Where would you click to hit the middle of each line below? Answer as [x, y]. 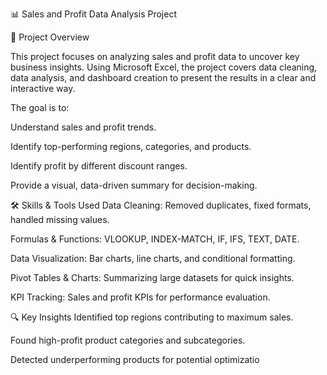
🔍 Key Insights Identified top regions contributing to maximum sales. [152, 317]
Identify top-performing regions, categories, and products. [131, 146]
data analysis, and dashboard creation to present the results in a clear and [163, 77]
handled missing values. [60, 219]
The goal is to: [40, 107]
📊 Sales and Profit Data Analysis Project [93, 14]
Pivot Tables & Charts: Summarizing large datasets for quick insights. [152, 277]
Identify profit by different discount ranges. [99, 166]
